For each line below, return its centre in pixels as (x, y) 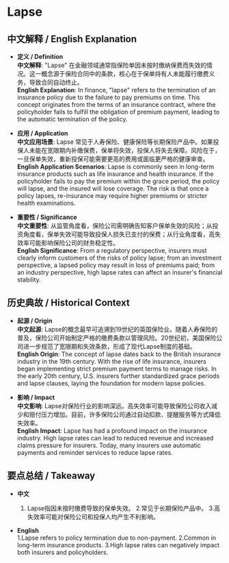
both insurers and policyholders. (63, 552)
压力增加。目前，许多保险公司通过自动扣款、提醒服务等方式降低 (131, 414)
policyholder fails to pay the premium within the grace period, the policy (118, 181)
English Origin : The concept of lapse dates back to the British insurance (119, 354)
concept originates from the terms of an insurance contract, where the (116, 104)
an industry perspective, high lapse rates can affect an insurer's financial (120, 272)
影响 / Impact (36, 397)
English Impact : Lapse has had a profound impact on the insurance (112, 430)
